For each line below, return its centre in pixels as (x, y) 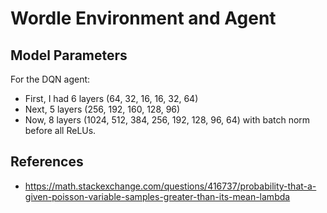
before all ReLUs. (60, 130)
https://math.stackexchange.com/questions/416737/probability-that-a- (170, 186)
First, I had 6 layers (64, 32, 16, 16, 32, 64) (111, 98)
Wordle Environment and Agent (143, 18)
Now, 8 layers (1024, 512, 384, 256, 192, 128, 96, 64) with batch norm (167, 120)
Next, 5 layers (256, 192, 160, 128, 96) (102, 109)
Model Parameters (69, 55)
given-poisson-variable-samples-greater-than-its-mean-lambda (157, 196)
